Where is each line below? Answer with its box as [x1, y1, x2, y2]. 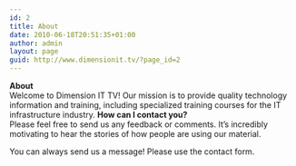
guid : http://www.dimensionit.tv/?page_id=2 [9, 55, 181, 64]
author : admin [9, 38, 64, 48]
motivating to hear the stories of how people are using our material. [9, 129, 261, 139]
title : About [9, 22, 59, 31]
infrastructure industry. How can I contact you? [9, 110, 188, 120]
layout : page [9, 47, 59, 56]
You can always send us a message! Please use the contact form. [9, 146, 255, 157]
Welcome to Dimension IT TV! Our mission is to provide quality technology [9, 90, 288, 101]
